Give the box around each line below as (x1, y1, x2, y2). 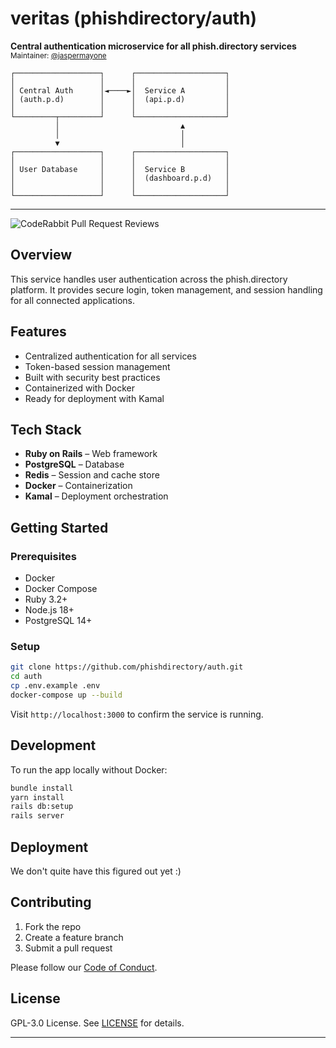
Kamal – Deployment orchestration (24, 490, 169, 502)
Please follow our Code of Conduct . (10, 961, 158, 973)
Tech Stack (10, 421, 82, 438)
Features (10, 323, 67, 341)
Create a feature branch (24, 931, 124, 943)
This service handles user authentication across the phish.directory (10, 273, 288, 285)
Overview (10, 247, 73, 264)
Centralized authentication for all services (24, 350, 197, 362)
